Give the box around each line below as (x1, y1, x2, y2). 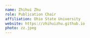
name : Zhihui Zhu (5, 7, 41, 12)
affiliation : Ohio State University (5, 16, 81, 21)
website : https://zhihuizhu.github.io (5, 21, 85, 26)
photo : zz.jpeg (5, 26, 37, 31)
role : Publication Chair (5, 12, 56, 17)
